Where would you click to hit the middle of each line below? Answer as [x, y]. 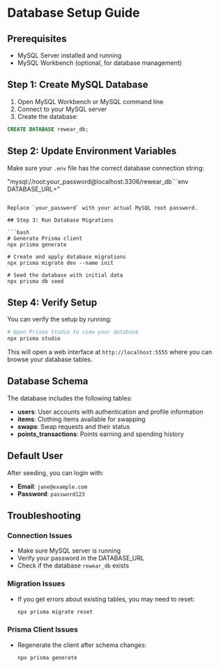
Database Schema [48, 381]
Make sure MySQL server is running [69, 551]
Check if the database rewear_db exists [73, 566]
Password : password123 [51, 493]
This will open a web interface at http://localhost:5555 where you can [110, 352]
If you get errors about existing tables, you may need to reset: [106, 599]
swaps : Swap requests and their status [74, 426]
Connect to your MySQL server [62, 109]
